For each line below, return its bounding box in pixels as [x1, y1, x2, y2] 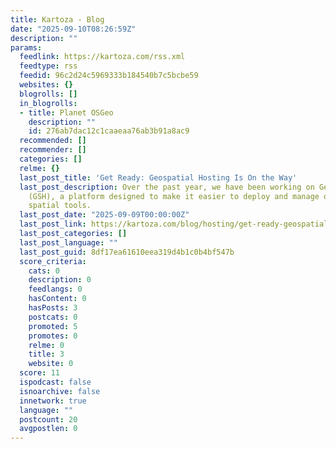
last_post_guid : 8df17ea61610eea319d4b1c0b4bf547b [19, 247, 235, 257]
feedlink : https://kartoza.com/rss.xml [19, 52, 186, 62]
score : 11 [19, 368, 60, 378]
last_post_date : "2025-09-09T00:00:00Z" [19, 210, 190, 220]
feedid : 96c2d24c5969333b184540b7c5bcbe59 [19, 71, 199, 81]
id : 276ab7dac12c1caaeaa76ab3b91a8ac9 [28, 126, 190, 136]
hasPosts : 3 [28, 303, 78, 313]
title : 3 [28, 349, 65, 360]
